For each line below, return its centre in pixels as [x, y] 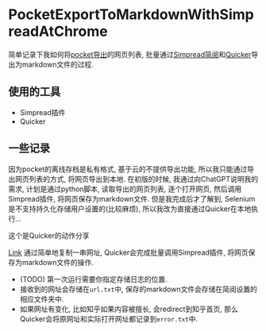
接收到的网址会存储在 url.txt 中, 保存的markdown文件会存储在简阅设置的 [139, 289]
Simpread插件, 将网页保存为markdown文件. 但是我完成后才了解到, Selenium [132, 198]
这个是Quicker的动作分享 [49, 235]
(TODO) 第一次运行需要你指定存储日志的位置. [94, 279]
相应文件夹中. [42, 298]
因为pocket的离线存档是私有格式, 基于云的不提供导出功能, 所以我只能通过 [128, 169]
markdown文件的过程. [58, 64]
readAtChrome [58, 31]
